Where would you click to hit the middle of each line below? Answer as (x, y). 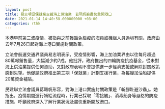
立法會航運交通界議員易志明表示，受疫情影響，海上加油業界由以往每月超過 (80, 54)
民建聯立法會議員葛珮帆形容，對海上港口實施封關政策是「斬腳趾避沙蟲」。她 (82, 89)
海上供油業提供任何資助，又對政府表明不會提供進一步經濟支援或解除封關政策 (82, 67)
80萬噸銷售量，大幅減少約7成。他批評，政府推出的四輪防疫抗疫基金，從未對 (82, 61)
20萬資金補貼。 (21, 79)
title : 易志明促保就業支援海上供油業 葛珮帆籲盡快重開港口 (58, 14)
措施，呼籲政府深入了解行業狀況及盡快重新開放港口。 (59, 102)
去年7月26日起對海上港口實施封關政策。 (46, 44)
